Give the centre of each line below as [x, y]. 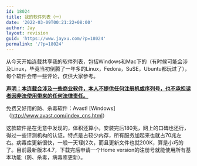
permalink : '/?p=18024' [35, 44]
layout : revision [27, 33]
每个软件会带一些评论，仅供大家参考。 [52, 76]
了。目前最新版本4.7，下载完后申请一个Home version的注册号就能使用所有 [96, 150]
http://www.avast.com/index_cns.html [57, 115]
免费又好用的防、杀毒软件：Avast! [47, 108]
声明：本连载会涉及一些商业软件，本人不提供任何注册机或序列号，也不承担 [96, 88]
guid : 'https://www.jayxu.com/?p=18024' [56, 39]
